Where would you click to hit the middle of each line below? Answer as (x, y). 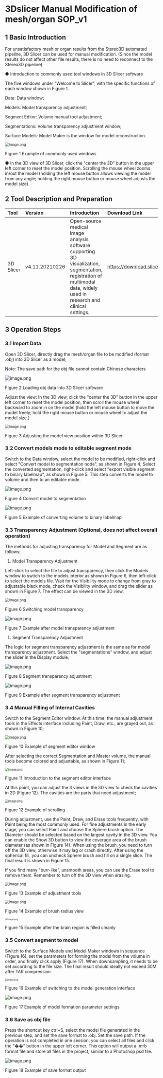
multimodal (83, 282)
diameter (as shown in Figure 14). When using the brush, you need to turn (79, 845)
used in (78, 294)
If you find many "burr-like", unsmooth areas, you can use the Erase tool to (80, 870)
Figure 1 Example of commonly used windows (51, 154)
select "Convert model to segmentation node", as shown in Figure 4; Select (80, 464)
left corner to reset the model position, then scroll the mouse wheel (72, 402)
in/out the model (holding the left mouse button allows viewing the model (78, 173)
